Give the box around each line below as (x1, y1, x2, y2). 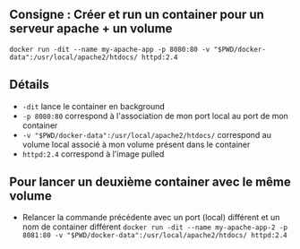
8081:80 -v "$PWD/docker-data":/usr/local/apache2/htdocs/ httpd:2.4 (21, 231, 288, 240)
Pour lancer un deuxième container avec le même (9, 175, 291, 190)
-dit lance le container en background (21, 100, 166, 111)
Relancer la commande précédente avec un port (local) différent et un (21, 212, 280, 223)
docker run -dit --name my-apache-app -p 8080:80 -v (9, 45, 210, 54)
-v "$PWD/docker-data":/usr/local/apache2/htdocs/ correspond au (21, 129, 271, 140)
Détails (9, 77, 49, 92)
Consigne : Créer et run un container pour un (9, 7, 264, 22)
